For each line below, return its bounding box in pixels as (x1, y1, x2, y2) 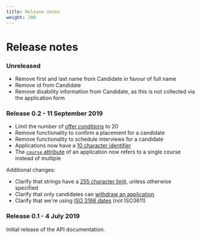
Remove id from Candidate (14, 82, 81, 89)
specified (14, 184, 38, 192)
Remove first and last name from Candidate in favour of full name (14, 75, 176, 82)
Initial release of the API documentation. (6, 225, 105, 233)
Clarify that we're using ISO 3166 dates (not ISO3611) (14, 197, 146, 204)
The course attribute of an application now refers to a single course (14, 148, 181, 156)
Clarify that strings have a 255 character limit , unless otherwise (14, 178, 172, 185)
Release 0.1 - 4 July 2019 (6, 212, 80, 221)
